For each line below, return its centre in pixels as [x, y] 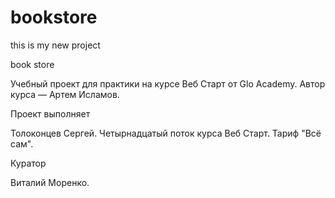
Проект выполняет [50, 113]
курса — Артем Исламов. [65, 94]
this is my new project [55, 45]
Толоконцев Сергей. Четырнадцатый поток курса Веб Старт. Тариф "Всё [166, 133]
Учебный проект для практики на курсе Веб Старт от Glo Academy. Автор [168, 83]
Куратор [28, 163]
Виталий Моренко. [50, 182]
